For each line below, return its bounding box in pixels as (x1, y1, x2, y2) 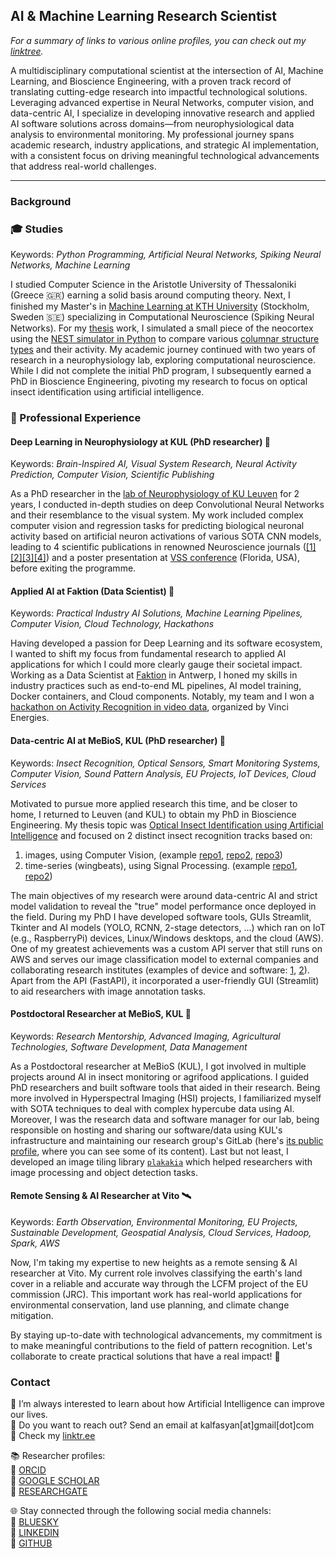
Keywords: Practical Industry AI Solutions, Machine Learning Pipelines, (10, 607, 303, 619)
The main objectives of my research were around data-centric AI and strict (10, 889, 318, 901)
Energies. (10, 712, 50, 724)
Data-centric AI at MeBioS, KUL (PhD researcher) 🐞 (10, 734, 226, 746)
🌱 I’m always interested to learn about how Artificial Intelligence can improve (10, 1398, 325, 1410)
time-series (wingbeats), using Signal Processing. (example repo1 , (24, 859, 298, 871)
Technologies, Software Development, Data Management (10, 1040, 248, 1053)
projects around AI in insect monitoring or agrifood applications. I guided (10, 1070, 310, 1083)
